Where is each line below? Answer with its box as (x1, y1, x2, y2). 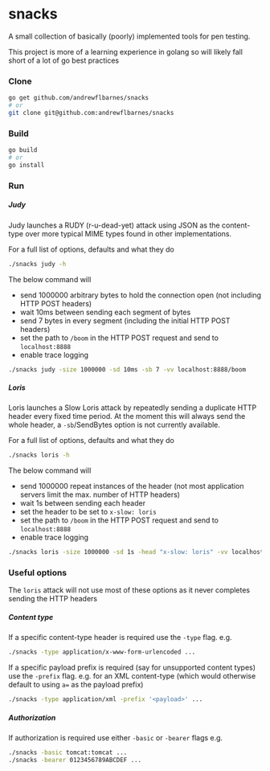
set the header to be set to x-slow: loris (19, 507, 157, 517)
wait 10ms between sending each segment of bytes (19, 307, 191, 317)
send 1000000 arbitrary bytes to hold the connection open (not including (19, 290, 262, 300)
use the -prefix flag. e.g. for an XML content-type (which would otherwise (8, 671, 256, 681)
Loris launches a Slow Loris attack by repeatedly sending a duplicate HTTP (8, 403, 257, 412)
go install (8, 161, 45, 169)
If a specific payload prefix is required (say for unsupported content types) (8, 662, 256, 672)
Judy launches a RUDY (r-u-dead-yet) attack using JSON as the (8, 220, 220, 230)
